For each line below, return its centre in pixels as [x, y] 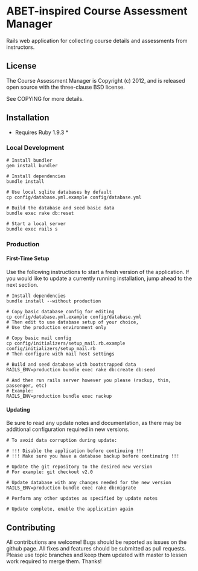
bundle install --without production [54, 301]
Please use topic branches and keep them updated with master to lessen [97, 555]
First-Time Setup [28, 258]
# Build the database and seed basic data [60, 208]
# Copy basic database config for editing [60, 311]
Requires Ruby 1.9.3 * [42, 132]
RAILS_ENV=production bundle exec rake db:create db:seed [81, 369]
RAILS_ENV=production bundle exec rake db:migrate [71, 488]
